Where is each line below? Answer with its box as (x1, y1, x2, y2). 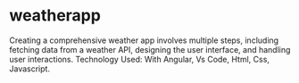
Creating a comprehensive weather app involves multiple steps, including (9, 35, 279, 46)
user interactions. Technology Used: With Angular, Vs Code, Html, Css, (9, 54, 270, 64)
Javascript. (9, 63, 51, 74)
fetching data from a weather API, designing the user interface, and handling (9, 44, 291, 54)
